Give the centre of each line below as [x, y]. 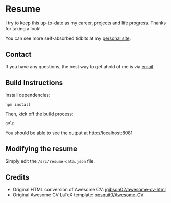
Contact [18, 54]
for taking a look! [23, 28]
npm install [18, 104]
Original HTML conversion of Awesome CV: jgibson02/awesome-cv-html [89, 190]
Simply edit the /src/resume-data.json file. [50, 161]
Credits [17, 177]
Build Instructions [34, 83]
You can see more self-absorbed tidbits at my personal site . [68, 38]
